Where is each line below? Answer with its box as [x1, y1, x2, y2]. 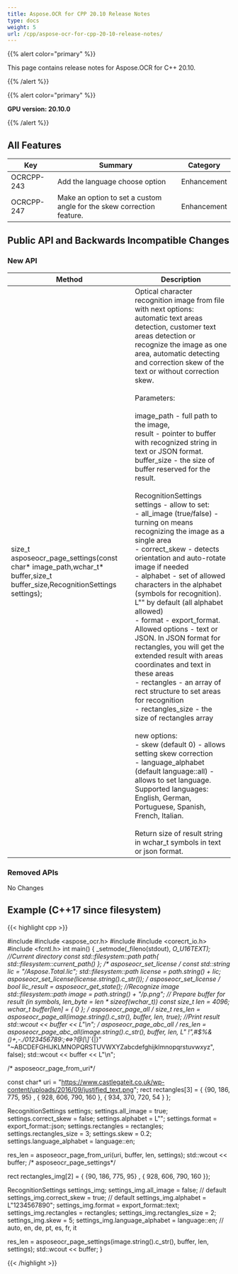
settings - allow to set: [134, 499, 210, 509]
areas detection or [134, 331, 196, 341]
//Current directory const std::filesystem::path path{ [7, 952, 159, 960]
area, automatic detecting [134, 348, 220, 358]
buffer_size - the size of [134, 455, 215, 465]
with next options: [134, 304, 194, 314]
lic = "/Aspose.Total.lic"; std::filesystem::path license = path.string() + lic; [7, 967, 222, 975]
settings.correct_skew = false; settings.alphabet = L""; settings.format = [7, 1114, 217, 1123]
